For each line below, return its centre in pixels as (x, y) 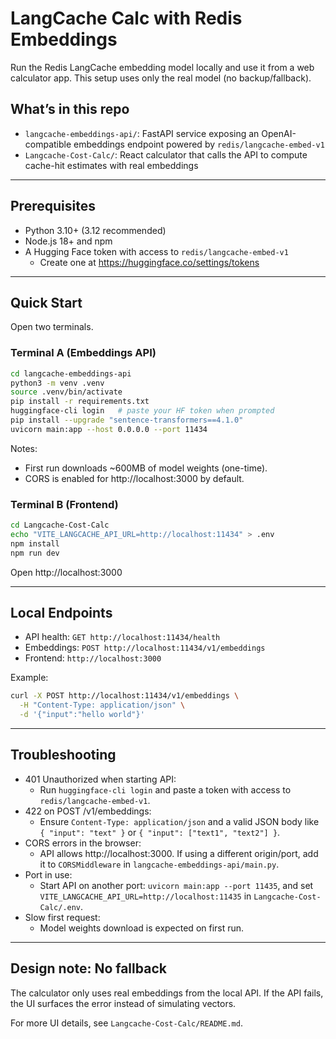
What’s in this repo (70, 109)
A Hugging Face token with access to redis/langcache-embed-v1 (156, 251)
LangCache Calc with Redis (126, 18)
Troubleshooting (63, 755)
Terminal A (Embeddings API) (83, 353)
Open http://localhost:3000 (66, 572)
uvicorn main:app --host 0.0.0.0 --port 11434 (109, 429)
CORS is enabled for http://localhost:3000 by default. (134, 478)
